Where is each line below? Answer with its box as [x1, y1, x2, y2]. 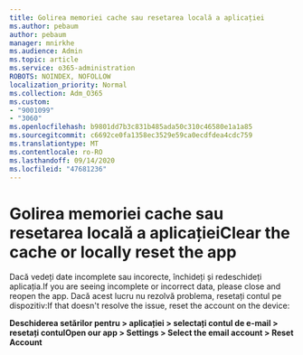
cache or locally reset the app [9, 241, 237, 262]
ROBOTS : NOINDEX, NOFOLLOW [9, 72, 111, 81]
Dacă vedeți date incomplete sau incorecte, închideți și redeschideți [9, 272, 262, 283]
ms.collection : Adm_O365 [9, 89, 103, 98]
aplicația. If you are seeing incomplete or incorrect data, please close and [9, 281, 281, 292]
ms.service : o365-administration [9, 64, 136, 73]
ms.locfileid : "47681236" [9, 164, 107, 173]
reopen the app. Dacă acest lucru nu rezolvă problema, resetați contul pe [9, 291, 282, 302]
